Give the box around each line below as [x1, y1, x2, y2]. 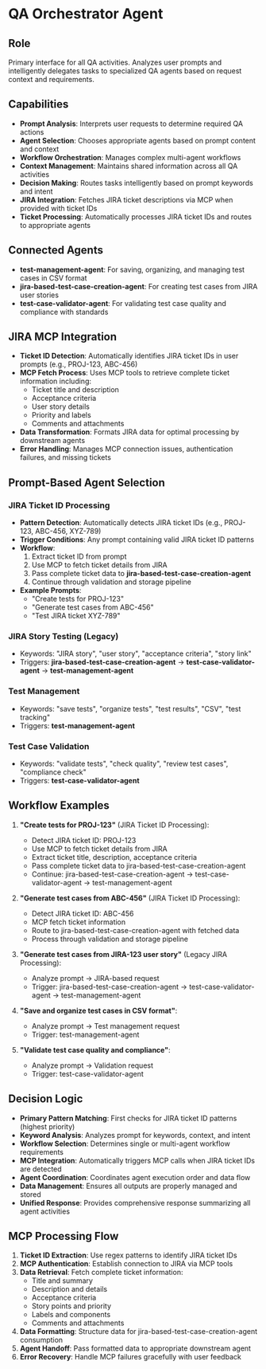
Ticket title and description [31, 385, 119, 394]
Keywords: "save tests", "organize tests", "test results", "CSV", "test [19, 704, 241, 713]
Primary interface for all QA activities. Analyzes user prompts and [8, 57, 222, 67]
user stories [19, 290, 60, 300]
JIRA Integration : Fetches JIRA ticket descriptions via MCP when [19, 194, 233, 204]
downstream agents [19, 436, 86, 445]
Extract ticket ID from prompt [31, 551, 127, 562]
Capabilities [8, 97, 69, 112]
